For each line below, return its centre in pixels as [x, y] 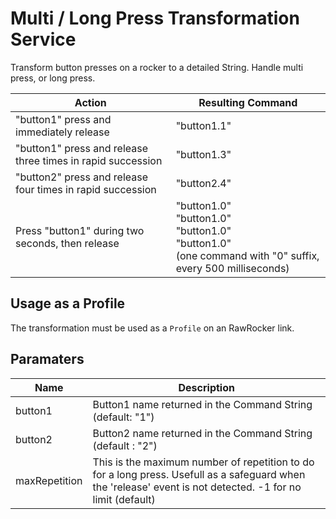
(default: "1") [123, 417]
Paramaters [47, 359]
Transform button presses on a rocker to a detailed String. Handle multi [157, 67]
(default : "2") [125, 445]
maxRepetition [49, 480]
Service [43, 39]
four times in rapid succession [86, 189]
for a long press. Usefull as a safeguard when [199, 474]
